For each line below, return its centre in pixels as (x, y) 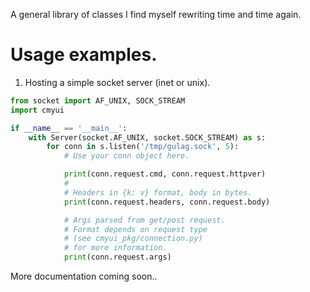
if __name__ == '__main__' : (69, 128)
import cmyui (37, 110)
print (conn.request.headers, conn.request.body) (167, 202)
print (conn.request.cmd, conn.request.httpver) (165, 174)
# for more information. (115, 248)
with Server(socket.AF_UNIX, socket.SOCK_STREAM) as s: (147, 137)
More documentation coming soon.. (84, 276)
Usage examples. (84, 55)
